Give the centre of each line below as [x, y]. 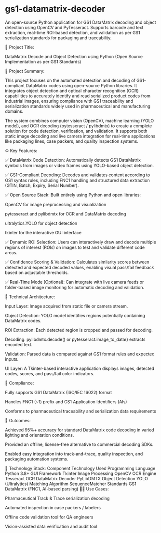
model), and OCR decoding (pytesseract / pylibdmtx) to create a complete [79, 126]
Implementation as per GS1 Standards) [43, 61]
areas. [11, 252]
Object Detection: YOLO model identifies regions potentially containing [75, 315]
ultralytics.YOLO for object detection [41, 223]
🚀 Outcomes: [18, 420]
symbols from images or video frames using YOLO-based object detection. [80, 165]
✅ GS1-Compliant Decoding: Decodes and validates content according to [78, 175]
